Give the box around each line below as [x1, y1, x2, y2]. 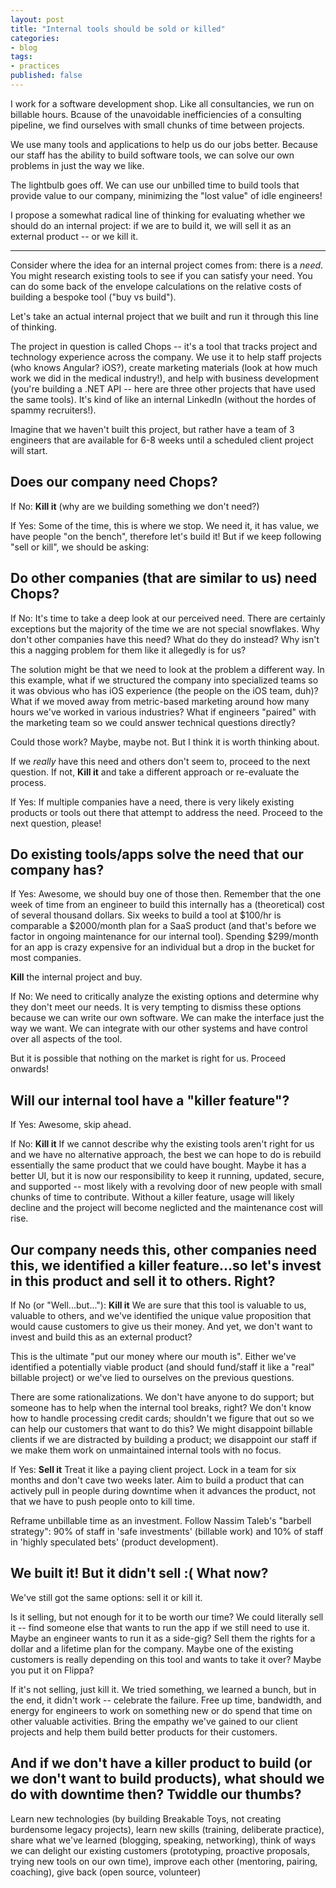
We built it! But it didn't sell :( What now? [10, 1565, 269, 1582]
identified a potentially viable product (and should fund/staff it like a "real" [10, 1361, 315, 1373]
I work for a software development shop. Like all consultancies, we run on [10, 97, 315, 110]
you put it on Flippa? [10, 1664, 95, 1676]
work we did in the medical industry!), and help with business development [10, 372, 319, 384]
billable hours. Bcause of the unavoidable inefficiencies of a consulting [10, 108, 302, 120]
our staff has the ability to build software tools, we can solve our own [10, 149, 295, 161]
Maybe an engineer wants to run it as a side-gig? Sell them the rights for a [10, 1632, 316, 1644]
